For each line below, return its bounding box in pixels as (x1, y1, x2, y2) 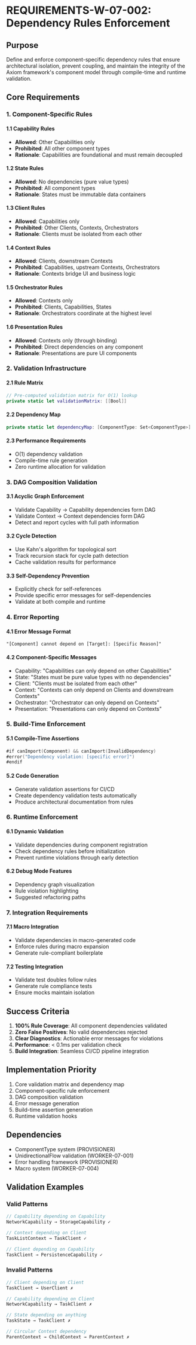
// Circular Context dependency (6, 1328, 87, 1335)
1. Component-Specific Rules (6, 110, 93, 118)
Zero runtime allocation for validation (14, 463, 106, 470)
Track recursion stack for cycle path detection (14, 552, 128, 560)
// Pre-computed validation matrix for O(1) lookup (6, 392, 137, 398)
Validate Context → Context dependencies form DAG (14, 512, 145, 519)
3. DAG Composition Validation (6, 478, 97, 486)
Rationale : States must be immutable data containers (14, 191, 146, 198)
